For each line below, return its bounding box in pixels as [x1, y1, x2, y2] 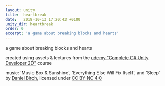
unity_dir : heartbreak [5, 21, 53, 27]
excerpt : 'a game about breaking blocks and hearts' [5, 31, 119, 36]
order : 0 [5, 26, 24, 31]
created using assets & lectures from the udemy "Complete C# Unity [5, 55, 149, 61]
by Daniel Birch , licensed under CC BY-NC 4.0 [5, 75, 102, 81]
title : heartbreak [5, 12, 47, 17]
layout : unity [5, 7, 36, 13]
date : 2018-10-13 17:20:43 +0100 [5, 17, 81, 22]
